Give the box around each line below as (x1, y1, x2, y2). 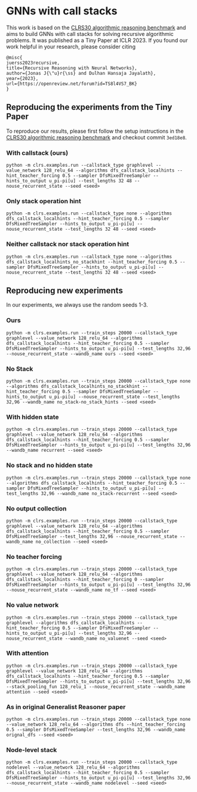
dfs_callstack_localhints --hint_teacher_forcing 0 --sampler (6, 577, 164, 583)
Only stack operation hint (6, 197, 82, 205)
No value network (6, 601, 59, 609)
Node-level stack (6, 746, 57, 754)
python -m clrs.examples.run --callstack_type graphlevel (6, 163, 153, 169)
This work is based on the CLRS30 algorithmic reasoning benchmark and (6, 24, 186, 31)
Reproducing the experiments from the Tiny (6, 102, 173, 112)
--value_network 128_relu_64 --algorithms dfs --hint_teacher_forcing (6, 721, 186, 727)
